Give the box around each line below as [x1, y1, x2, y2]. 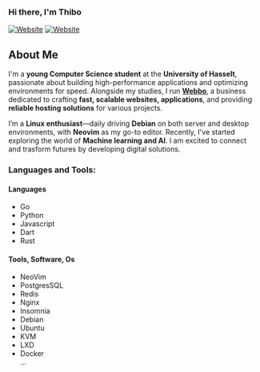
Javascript [19, 219, 55, 228]
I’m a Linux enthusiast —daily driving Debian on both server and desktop [8, 119, 250, 128]
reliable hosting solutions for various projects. [8, 103, 162, 113]
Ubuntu [19, 323, 46, 333]
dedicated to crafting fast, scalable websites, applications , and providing [8, 95, 253, 104]
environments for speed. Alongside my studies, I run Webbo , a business [8, 87, 246, 96]
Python [19, 211, 44, 220]
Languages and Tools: [8, 164, 96, 176]
